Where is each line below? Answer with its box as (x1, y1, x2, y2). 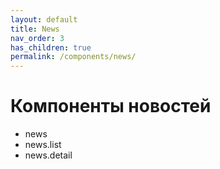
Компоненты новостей (10, 95, 212, 118)
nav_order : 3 (10, 33, 65, 43)
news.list (24, 139, 62, 151)
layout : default (10, 14, 78, 25)
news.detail (24, 149, 73, 161)
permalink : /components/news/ (10, 52, 137, 62)
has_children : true (10, 42, 92, 53)
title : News (10, 24, 60, 34)
